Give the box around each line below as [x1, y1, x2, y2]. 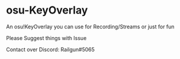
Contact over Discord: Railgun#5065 [6, 45, 95, 53]
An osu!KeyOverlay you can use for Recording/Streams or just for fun [6, 23, 175, 30]
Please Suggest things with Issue [6, 34, 87, 41]
